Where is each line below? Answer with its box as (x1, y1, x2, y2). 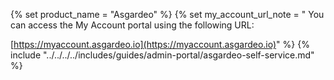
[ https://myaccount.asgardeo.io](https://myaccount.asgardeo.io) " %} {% (10, 39, 310, 50)
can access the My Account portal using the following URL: (10, 19, 255, 31)
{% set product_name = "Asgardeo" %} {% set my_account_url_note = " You (10, 9, 325, 20)
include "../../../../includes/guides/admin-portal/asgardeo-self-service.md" (10, 49, 315, 61)
